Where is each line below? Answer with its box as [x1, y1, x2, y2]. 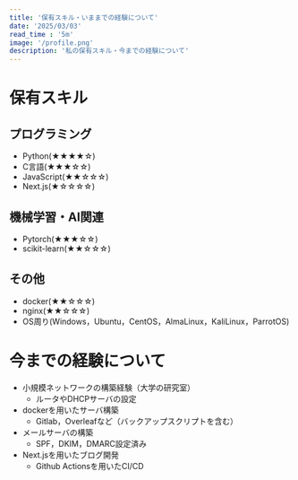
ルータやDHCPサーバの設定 [35, 393, 137, 404]
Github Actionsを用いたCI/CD [35, 460, 145, 471]
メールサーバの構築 [21, 427, 94, 438]
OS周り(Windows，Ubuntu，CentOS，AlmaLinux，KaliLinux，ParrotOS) [21, 316, 290, 327]
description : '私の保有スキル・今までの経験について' [9, 47, 190, 56]
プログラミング [9, 127, 92, 142]
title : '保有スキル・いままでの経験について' [9, 13, 159, 22]
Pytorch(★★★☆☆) [21, 233, 98, 244]
